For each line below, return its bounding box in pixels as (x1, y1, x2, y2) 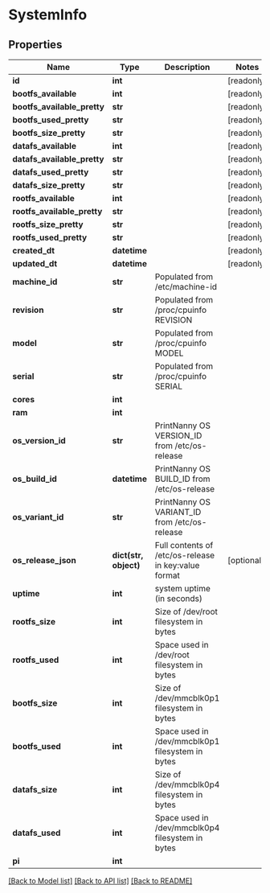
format (154, 570, 181, 581)
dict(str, (112, 549, 144, 561)
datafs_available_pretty (12, 154, 104, 164)
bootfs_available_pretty (12, 101, 104, 112)
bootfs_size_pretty (12, 127, 86, 138)
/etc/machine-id (154, 282, 218, 292)
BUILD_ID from (154, 473, 211, 484)
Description (164, 62, 211, 72)
